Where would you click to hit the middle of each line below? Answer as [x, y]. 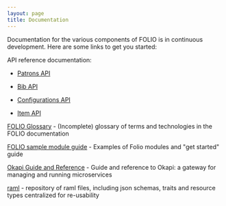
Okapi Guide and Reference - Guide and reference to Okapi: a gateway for [112, 167]
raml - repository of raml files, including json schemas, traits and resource [111, 188]
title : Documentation [38, 20]
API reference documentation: [50, 60]
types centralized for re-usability [53, 195]
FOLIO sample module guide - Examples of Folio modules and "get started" [113, 146]
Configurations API [43, 99]
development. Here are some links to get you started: [82, 47]
